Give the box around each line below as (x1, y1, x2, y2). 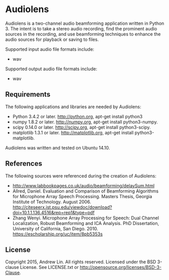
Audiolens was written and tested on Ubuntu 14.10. (5, 145, 110, 151)
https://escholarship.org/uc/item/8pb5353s (12, 231, 103, 237)
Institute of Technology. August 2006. (12, 199, 91, 205)
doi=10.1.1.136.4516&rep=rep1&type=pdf (12, 209, 95, 215)
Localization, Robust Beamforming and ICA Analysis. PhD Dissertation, (12, 220, 159, 226)
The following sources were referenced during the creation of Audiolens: (5, 173, 156, 179)
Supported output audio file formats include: (5, 66, 97, 72)
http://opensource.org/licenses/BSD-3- (80, 264, 162, 270)
